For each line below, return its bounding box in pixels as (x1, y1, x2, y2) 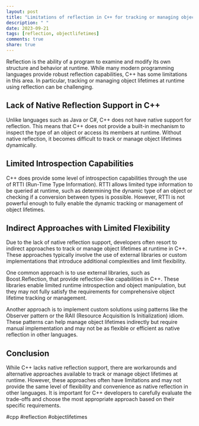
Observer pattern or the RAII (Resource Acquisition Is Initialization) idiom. (6, 312, 185, 319)
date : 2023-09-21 (6, 25, 49, 31)
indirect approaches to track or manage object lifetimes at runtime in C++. (6, 245, 187, 252)
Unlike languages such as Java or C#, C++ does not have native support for (6, 116, 191, 123)
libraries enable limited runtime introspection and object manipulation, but (6, 282, 186, 289)
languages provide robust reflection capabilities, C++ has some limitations (6, 71, 188, 78)
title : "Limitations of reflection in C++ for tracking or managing (6, 14, 179, 20)
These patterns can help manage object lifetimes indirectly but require (6, 319, 178, 326)
